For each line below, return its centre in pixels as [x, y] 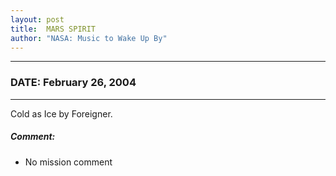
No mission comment [68, 162]
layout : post [37, 19]
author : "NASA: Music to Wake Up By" [89, 38]
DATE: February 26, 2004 [73, 83]
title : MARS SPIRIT [53, 29]
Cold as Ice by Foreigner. [61, 113]
